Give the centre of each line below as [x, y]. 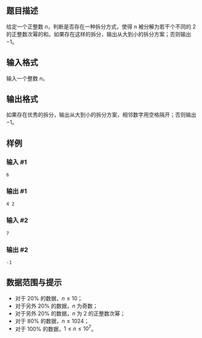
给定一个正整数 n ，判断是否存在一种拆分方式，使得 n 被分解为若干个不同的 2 [101, 27]
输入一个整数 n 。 [27, 78]
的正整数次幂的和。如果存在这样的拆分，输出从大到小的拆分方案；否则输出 [99, 34]
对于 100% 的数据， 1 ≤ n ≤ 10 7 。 [56, 328]
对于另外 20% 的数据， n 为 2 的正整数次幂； [70, 313]
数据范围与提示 [34, 283]
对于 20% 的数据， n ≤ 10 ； [49, 298]
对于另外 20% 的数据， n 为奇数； [56, 306]
